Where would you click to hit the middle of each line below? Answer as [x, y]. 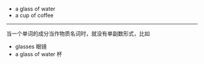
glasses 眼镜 [31, 46]
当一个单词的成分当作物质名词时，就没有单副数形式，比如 [78, 34]
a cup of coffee [34, 15]
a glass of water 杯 [39, 54]
